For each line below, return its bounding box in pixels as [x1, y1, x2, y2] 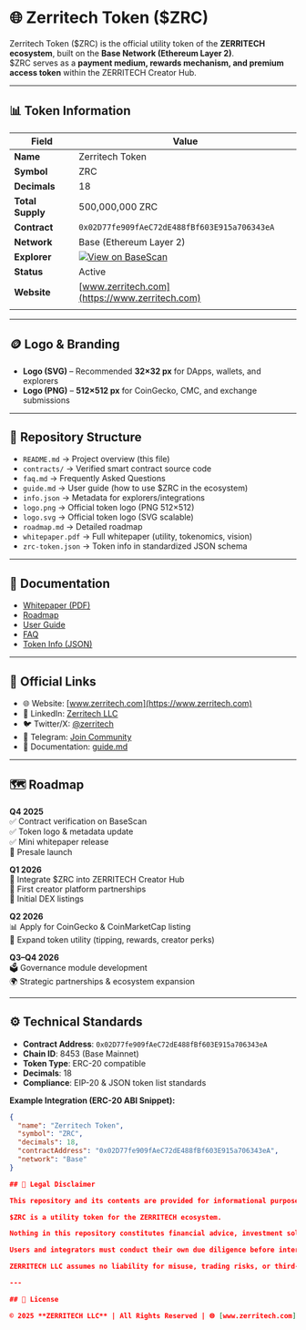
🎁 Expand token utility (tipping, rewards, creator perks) [9, 933, 216, 945]
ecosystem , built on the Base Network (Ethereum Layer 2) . [9, 47, 235, 58]
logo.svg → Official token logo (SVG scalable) [22, 511, 194, 522]
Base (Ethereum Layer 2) [78, 235, 186, 248]
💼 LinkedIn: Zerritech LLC [22, 708, 118, 718]
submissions [22, 395, 70, 406]
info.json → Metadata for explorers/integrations [22, 492, 205, 503]
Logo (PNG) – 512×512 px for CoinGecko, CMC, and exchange [22, 385, 258, 396]
